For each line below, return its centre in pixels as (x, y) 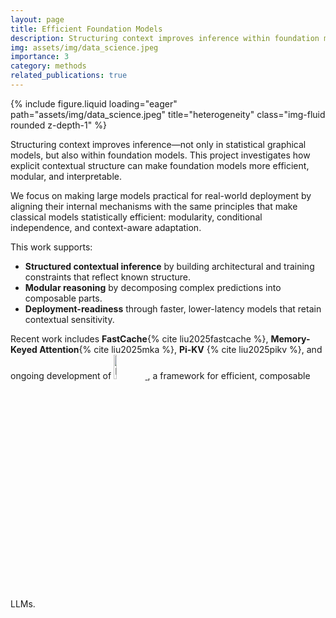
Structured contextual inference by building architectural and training (169, 266)
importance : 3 (40, 57)
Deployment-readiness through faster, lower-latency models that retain (173, 308)
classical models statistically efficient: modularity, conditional (136, 217)
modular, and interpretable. (66, 176)
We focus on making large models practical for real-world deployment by (161, 195)
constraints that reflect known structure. (108, 277)
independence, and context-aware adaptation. (106, 227)
